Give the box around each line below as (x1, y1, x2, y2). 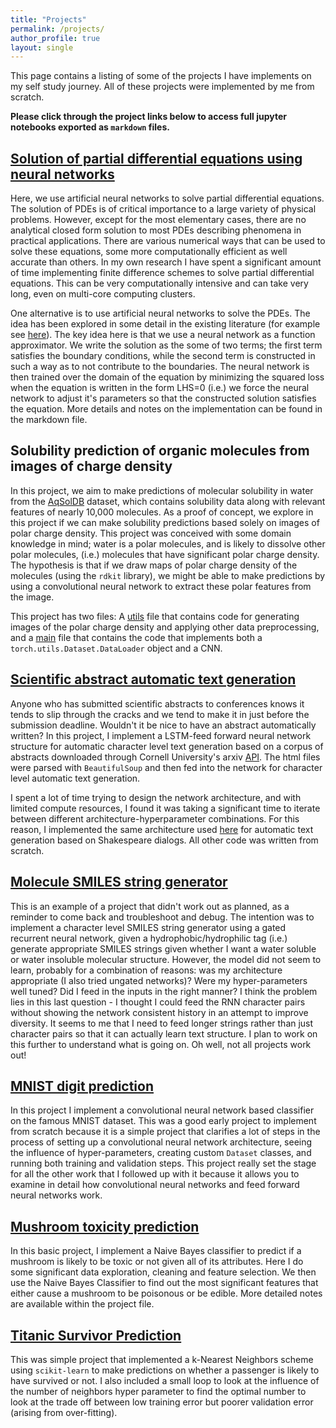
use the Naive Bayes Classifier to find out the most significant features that (10, 1277, 319, 1289)
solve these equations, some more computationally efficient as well (10, 246, 288, 258)
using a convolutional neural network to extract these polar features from (10, 580, 312, 592)
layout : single (10, 42, 74, 53)
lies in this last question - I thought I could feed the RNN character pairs (10, 996, 306, 1008)
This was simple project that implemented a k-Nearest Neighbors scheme (10, 1353, 314, 1365)
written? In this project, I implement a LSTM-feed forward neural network (10, 729, 312, 741)
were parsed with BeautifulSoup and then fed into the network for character (10, 761, 323, 773)
